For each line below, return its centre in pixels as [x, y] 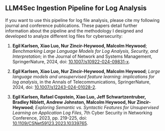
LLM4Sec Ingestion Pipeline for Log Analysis [76, 8]
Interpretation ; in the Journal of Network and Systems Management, [82, 56]
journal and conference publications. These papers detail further [71, 25]
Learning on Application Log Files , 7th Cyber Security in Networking [82, 113]
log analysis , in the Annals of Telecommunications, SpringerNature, [81, 82]
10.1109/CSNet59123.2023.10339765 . [50, 123]
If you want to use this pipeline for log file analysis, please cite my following [82, 20]
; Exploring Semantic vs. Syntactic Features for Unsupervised [96, 107]
